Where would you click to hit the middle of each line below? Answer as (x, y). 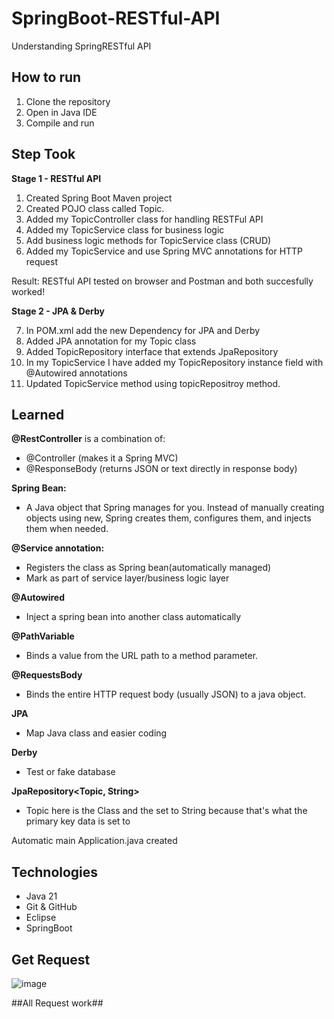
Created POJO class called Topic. (95, 208)
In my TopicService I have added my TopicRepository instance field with (174, 362)
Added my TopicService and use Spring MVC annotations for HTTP (164, 251)
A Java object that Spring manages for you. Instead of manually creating (175, 508)
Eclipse (41, 918)
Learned (38, 414)
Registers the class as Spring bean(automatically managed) (148, 568)
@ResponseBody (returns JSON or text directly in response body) (161, 469)
